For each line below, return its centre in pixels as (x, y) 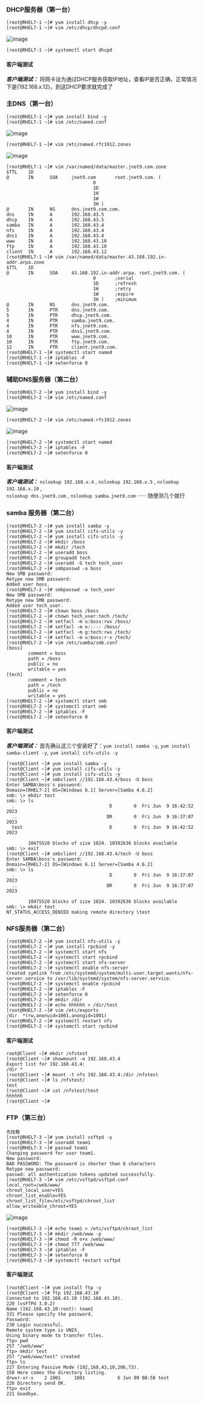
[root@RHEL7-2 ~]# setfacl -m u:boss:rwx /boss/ (69, 621)
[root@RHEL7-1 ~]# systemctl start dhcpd (59, 50)
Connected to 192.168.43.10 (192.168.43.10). (65, 1298)
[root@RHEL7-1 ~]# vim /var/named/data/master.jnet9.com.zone (86, 167)
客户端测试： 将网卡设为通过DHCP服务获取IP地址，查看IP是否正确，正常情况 (102, 79)
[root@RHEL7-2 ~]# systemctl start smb (57, 701)
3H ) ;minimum (115, 299)
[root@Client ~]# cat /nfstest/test (52, 1091)
